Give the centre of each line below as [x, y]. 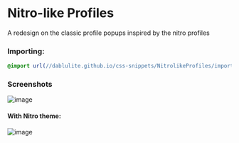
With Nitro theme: [34, 116]
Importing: [26, 51]
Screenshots [30, 85]
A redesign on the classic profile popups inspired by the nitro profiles [108, 33]
